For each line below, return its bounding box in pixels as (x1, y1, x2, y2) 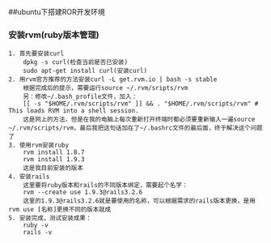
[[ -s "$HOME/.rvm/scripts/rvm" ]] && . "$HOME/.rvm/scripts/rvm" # (23, 100, 259, 108)
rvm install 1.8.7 (23, 148, 85, 156)
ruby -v (23, 221, 49, 229)
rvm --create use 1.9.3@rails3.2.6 (23, 189, 143, 197)
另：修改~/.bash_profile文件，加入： (23, 92, 138, 101)
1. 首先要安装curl (8, 49, 65, 58)
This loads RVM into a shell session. (8, 107, 139, 115)
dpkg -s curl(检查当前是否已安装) (23, 58, 128, 66)
